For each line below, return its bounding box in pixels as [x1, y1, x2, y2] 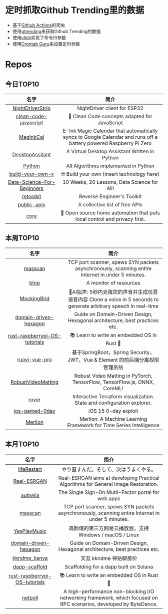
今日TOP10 [5, 80, 39, 88]
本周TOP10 [5, 234, 39, 242]
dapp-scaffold [12, 563, 47, 570]
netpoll [21, 594, 38, 601]
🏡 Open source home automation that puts [60, 209, 160, 216]
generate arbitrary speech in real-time [68, 302, 159, 310]
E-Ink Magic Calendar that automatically [62, 127, 158, 134]
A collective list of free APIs [78, 201, 143, 208]
